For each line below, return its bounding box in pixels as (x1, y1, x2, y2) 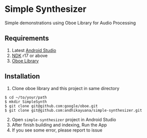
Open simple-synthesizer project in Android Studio (11, 116, 116, 122)
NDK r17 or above (11, 52, 48, 58)
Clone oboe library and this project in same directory (11, 85, 120, 91)
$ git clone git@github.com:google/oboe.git (4, 103, 98, 108)
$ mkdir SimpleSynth (4, 99, 48, 104)
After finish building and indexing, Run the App (11, 122, 107, 128)
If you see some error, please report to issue (11, 127, 102, 133)
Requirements (4, 34, 49, 43)
